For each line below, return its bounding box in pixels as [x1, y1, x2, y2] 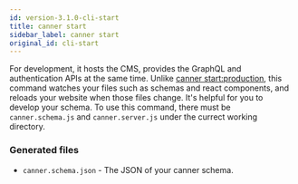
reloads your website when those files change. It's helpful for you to [9, 92, 264, 103]
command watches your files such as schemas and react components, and [9, 82, 290, 93]
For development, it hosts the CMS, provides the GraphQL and [9, 63, 242, 74]
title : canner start [9, 22, 88, 31]
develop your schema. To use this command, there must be [9, 102, 231, 113]
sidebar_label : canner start [9, 30, 120, 39]
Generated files [9, 144, 80, 157]
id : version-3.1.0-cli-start [9, 13, 120, 23]
